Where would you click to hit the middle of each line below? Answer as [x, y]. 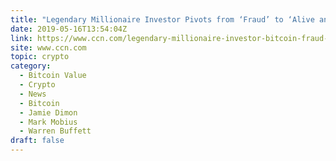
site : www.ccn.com [48, 47]
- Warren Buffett [55, 131]
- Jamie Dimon [48, 112]
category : [31, 66]
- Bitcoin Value [53, 76]
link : [21, 38]
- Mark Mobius [48, 122]
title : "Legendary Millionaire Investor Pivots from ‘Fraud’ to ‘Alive [162, 19]
